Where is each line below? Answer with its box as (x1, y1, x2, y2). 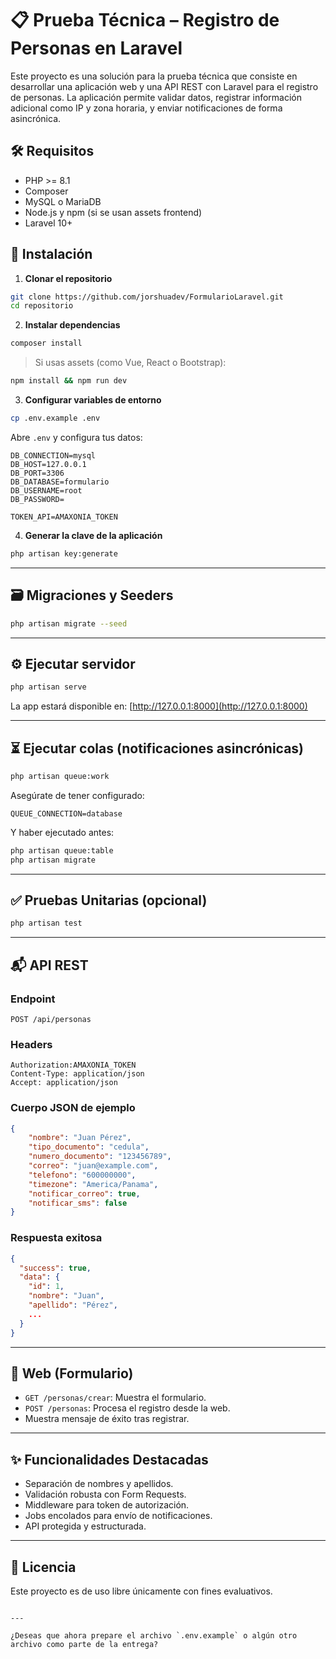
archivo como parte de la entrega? (10, 1639, 159, 1649)
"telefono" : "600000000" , (28, 1170, 137, 1180)
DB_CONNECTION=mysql (10, 450, 97, 461)
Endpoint (10, 992, 56, 1006)
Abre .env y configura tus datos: (10, 431, 143, 443)
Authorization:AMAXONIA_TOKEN (10, 1060, 137, 1071)
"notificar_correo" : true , (28, 1188, 141, 1199)
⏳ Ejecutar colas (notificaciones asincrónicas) (10, 740, 305, 757)
